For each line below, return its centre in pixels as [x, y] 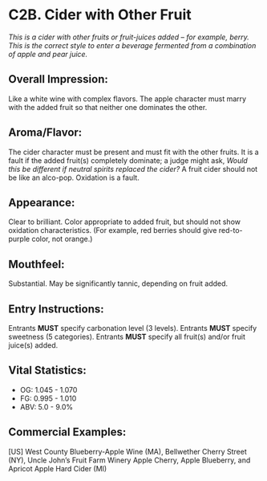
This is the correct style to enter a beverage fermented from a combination [132, 45]
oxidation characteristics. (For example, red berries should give [113, 230]
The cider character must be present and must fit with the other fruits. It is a [133, 152]
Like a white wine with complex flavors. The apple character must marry [127, 99]
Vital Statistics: [47, 371]
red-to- [231, 230]
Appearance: [42, 202]
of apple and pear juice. [48, 54]
